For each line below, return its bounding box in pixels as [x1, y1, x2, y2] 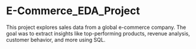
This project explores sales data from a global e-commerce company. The [6, 24, 187, 31]
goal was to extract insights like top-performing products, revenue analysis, [6, 30, 190, 37]
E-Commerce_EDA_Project [6, 4, 141, 18]
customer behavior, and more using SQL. [6, 36, 106, 43]
